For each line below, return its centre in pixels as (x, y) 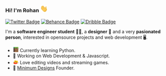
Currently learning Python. (48, 50)
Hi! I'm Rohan (22, 11)
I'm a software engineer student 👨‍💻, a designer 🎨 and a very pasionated (83, 31)
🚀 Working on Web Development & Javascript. (61, 56)
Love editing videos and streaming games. (64, 62)
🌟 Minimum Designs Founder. (44, 68)
